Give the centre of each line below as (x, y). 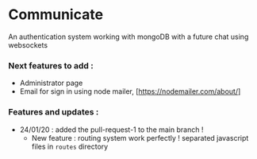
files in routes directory (70, 146)
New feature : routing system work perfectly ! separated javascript (140, 138)
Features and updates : (54, 112)
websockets (28, 45)
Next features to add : (51, 65)
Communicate (56, 15)
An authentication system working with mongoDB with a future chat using (128, 37)
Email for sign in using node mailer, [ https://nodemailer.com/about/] (130, 91)
